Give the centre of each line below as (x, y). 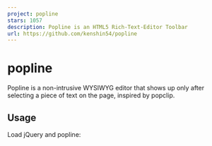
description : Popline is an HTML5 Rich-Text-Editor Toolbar (98, 27)
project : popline (33, 14)
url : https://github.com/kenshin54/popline (72, 34)
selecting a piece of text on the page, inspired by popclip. (91, 95)
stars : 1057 (25, 20)
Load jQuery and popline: (44, 134)
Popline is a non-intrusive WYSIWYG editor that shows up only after (106, 88)
